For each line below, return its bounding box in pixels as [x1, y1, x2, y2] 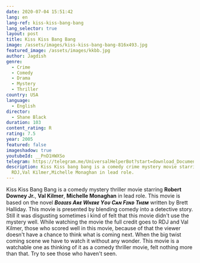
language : [6, 97, 31, 103]
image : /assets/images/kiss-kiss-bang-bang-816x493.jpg [6, 42, 148, 48]
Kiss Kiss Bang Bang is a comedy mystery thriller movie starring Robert [6, 186, 182, 193]
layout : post [6, 31, 39, 37]
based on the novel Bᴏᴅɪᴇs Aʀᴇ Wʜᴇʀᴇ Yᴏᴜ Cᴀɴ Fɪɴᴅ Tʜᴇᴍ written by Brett [6, 199, 189, 206]
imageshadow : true [6, 147, 52, 153]
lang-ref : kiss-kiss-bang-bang [6, 20, 84, 26]
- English [11, 103, 36, 109]
